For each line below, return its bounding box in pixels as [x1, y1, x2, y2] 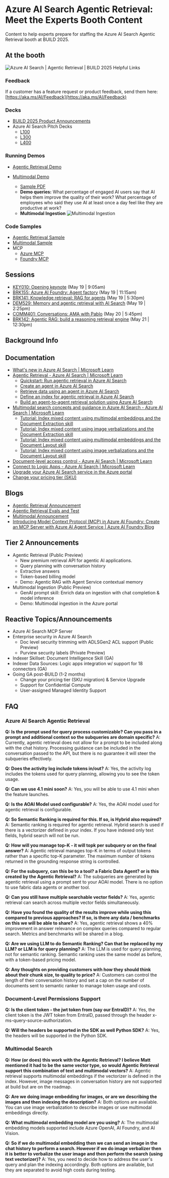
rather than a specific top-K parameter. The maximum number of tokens [5, 853, 155, 859]
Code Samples [5, 223, 42, 230]
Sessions [5, 271, 35, 279]
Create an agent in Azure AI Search [20, 383, 94, 389]
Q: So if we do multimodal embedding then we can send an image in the [5, 1140, 157, 1146]
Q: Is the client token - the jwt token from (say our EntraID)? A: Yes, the [5, 1007, 155, 1013]
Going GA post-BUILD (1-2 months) [12, 671, 86, 677]
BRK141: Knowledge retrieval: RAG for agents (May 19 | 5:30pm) [12, 294, 145, 300]
